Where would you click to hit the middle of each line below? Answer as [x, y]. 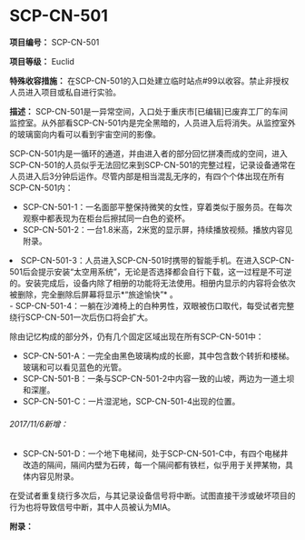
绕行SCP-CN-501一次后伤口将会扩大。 [81, 317]
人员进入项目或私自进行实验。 [65, 92]
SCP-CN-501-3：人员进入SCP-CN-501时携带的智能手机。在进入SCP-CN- [158, 260]
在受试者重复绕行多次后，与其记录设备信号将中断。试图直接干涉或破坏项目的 [152, 495]
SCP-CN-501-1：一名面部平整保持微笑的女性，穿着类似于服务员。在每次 [157, 206]
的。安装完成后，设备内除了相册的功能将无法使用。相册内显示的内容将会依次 [152, 283]
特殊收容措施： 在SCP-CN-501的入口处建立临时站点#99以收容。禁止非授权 [149, 80]
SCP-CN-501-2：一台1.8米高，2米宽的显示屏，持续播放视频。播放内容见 [157, 229]
